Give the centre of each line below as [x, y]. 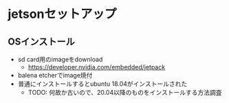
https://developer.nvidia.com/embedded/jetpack [97, 67]
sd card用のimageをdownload [60, 59]
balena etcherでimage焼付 [55, 75]
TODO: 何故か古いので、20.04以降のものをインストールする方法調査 [125, 92]
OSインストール [41, 42]
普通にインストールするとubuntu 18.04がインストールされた [102, 84]
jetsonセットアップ [62, 14]
